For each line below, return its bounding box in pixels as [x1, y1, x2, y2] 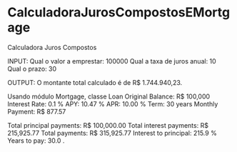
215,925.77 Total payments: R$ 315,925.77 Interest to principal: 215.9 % [7, 128, 218, 137]
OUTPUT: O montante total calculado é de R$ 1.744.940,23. [7, 78, 183, 86]
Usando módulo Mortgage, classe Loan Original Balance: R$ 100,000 [7, 92, 211, 101]
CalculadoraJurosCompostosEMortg [7, 4, 231, 21]
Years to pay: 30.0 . [7, 136, 65, 145]
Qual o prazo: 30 [7, 64, 57, 73]
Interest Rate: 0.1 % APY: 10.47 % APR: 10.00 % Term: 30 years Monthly [7, 99, 218, 108]
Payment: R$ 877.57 [7, 107, 66, 116]
